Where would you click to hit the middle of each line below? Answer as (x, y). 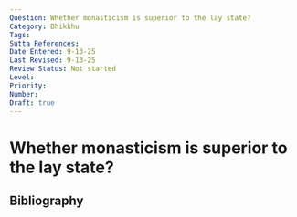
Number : (24, 94)
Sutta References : (44, 43)
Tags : (20, 35)
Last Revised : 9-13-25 (53, 60)
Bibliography (47, 200)
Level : (22, 77)
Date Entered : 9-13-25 (53, 52)
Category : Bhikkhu (44, 26)
